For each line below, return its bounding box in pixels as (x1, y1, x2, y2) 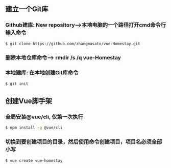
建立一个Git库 (5, 5, 48, 14)
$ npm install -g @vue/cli (5, 125, 63, 131)
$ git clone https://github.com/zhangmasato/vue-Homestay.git (5, 41, 140, 46)
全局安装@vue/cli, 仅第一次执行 (5, 113, 83, 120)
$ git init (5, 81, 29, 86)
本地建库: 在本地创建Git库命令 (5, 69, 79, 76)
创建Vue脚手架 (5, 97, 53, 106)
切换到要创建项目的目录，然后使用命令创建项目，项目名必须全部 (5, 138, 162, 145)
